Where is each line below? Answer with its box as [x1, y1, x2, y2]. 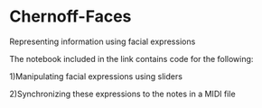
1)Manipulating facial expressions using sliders [9, 70, 183, 82]
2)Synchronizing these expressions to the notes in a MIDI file [9, 88, 237, 99]
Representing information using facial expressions [9, 36, 196, 47]
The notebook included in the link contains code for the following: [9, 53, 254, 64]
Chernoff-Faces [9, 6, 132, 27]
